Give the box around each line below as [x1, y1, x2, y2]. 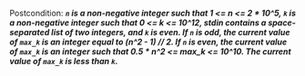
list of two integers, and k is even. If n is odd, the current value [51, 27, 290, 37]
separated [9, 27, 50, 37]
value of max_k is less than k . [9, 56, 118, 66]
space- [268, 17, 296, 28]
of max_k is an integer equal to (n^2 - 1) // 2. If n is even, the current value [9, 36, 288, 47]
